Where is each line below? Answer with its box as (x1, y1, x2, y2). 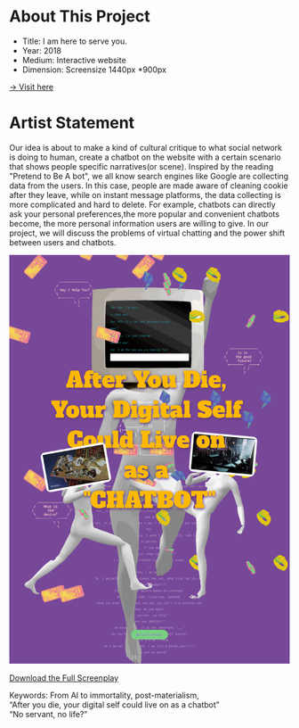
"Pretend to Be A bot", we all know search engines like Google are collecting (9, 170, 289, 181)
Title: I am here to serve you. (21, 36, 127, 46)
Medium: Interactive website (21, 54, 126, 65)
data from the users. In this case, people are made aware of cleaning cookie (9, 180, 289, 191)
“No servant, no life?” (9, 708, 88, 719)
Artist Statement (9, 113, 135, 133)
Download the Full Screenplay (9, 672, 119, 683)
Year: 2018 (21, 45, 62, 55)
